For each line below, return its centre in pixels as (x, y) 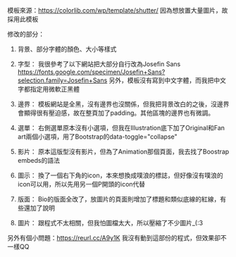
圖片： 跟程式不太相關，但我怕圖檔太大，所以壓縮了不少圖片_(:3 (110, 223)
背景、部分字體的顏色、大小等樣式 (67, 49)
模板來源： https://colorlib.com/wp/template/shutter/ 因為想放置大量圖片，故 (118, 10)
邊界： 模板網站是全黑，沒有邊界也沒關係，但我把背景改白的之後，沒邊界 (123, 104)
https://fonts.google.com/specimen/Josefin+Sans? (91, 72)
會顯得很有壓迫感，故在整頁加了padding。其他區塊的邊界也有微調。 (116, 113)
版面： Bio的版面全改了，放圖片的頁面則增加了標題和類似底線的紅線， (119, 199)
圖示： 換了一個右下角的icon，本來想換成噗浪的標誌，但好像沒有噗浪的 (120, 175)
